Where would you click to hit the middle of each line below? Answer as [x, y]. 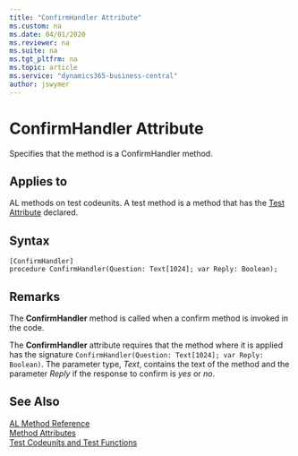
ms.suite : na [34, 51]
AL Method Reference [50, 423]
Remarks [35, 297]
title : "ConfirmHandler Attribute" [76, 17]
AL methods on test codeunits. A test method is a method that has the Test [147, 203]
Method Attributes [43, 433]
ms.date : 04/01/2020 [48, 34]
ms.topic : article [43, 68]
